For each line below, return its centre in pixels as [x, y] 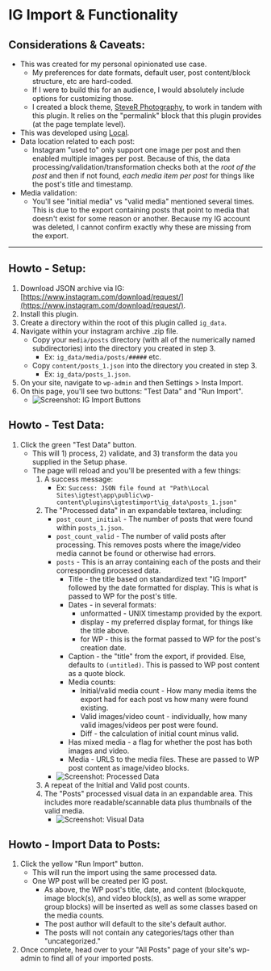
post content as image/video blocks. [129, 767]
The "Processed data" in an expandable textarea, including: [143, 510]
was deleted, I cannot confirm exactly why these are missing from [142, 227]
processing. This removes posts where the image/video [148, 544]
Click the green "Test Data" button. [78, 444]
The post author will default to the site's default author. [135, 924]
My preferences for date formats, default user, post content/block [141, 73]
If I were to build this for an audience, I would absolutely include [138, 90]
